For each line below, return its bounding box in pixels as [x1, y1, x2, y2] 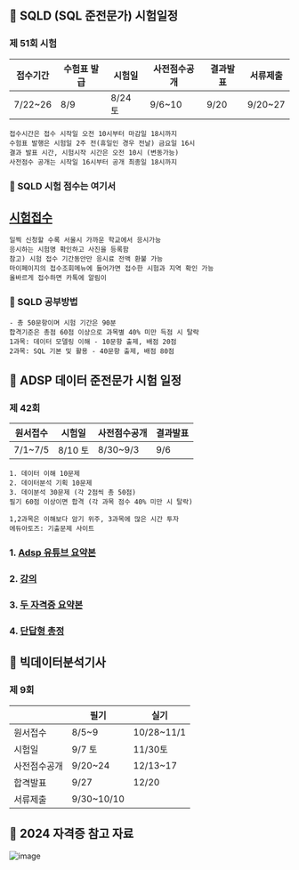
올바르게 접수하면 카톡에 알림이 [9, 274, 107, 283]
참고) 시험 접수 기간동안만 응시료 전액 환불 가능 [9, 254, 164, 264]
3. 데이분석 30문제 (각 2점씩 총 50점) [9, 488, 136, 497]
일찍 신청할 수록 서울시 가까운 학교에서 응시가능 [9, 236, 162, 245]
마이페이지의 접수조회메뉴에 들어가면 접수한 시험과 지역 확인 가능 [9, 264, 214, 273]
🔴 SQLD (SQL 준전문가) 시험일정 [9, 8, 179, 24]
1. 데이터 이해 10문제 [9, 470, 80, 479]
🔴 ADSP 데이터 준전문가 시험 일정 [9, 373, 182, 389]
